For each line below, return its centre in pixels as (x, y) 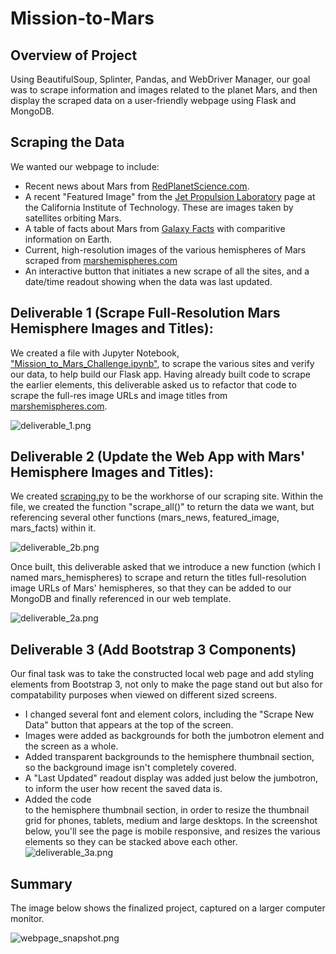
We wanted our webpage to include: (85, 166)
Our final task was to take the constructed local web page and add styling (162, 674)
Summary (41, 883)
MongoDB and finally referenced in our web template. (121, 599)
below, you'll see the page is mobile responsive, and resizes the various (172, 831)
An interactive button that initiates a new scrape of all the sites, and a (167, 271)
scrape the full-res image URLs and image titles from (119, 395)
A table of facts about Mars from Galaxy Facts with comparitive (155, 228)
